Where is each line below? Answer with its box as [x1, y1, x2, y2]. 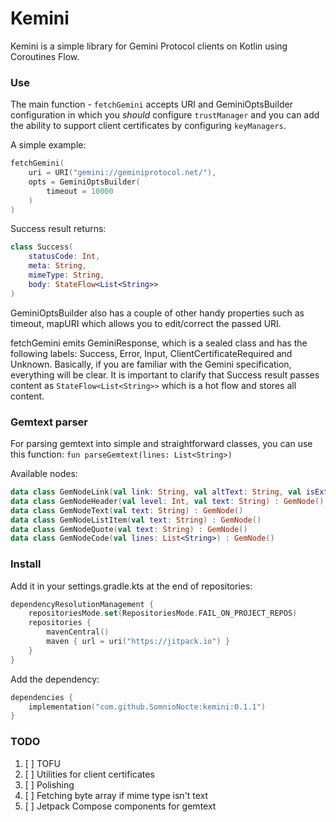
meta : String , [28, 261, 87, 271]
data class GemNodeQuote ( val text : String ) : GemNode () [10, 524, 248, 534]
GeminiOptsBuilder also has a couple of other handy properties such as [10, 307, 305, 319]
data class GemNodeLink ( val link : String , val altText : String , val [10, 487, 302, 497]
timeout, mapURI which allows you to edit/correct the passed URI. [10, 317, 282, 329]
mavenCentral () [46, 627, 110, 637]
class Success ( [10, 242, 74, 252]
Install [10, 557, 42, 571]
